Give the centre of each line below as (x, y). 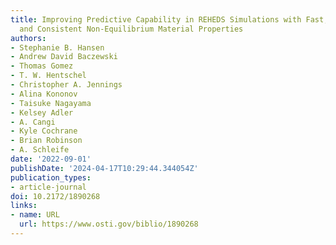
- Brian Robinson (46, 141)
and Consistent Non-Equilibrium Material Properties (131, 29)
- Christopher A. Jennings (66, 85)
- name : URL (35, 215)
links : (24, 206)
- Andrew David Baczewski (64, 57)
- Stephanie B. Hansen (57, 47)
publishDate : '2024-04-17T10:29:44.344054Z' (104, 168)
